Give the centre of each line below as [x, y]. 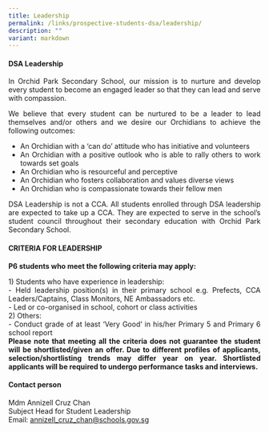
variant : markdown [39, 38]
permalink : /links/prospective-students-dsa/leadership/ [105, 23]
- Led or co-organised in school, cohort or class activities [103, 307]
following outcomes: [42, 131]
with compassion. [37, 98]
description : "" [35, 30]
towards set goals [49, 163]
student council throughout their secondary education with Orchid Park [134, 222]
